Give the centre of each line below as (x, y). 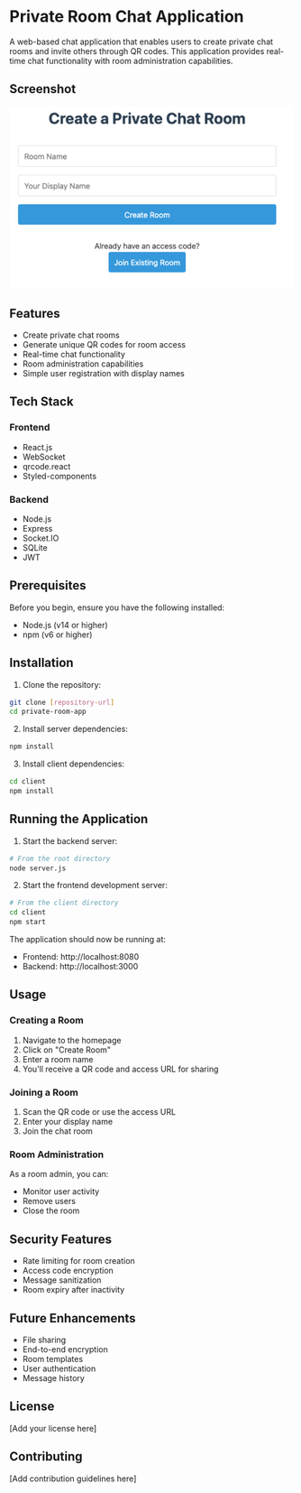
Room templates (53, 1359)
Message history (54, 1378)
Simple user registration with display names (103, 373)
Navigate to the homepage (72, 1040)
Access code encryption (68, 1271)
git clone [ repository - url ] (62, 702)
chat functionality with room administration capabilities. (130, 60)
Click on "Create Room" (66, 1050)
